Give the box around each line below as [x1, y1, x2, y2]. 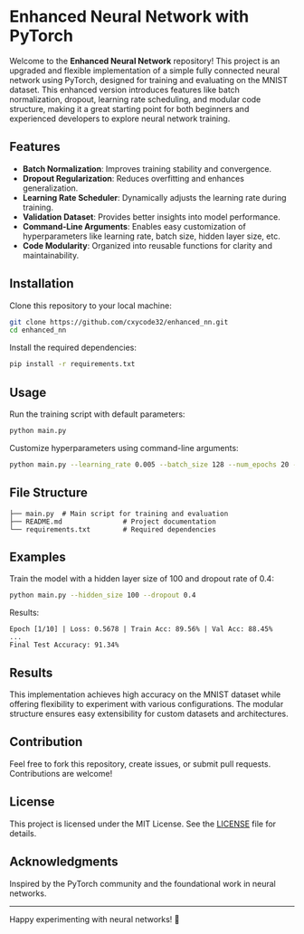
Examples [9, 549, 66, 564]
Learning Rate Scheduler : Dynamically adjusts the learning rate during [22, 192, 287, 203]
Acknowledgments [9, 854, 119, 870]
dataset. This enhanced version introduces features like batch [9, 84, 240, 95]
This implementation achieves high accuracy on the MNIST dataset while [9, 689, 281, 700]
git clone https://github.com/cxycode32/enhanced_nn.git [9, 317, 229, 326]
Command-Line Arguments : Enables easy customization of [22, 221, 246, 231]
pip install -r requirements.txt [9, 360, 136, 369]
